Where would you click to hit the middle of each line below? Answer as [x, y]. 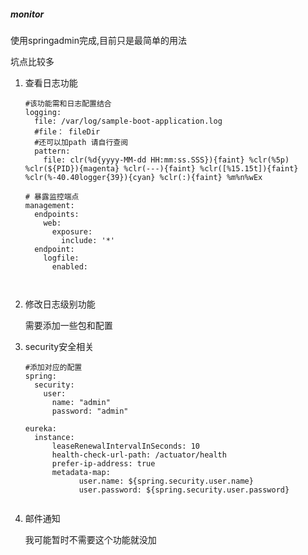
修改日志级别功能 [60, 304]
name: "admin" [81, 402]
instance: [54, 437]
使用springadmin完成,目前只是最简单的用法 [99, 40]
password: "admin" [90, 411]
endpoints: [57, 214]
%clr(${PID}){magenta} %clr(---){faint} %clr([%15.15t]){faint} [161, 168]
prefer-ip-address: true [103, 463]
